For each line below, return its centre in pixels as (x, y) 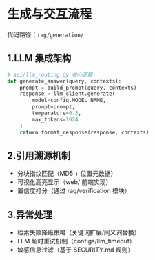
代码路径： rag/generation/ (45, 34)
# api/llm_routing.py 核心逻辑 (50, 74)
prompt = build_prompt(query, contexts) (78, 88)
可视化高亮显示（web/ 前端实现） (64, 182)
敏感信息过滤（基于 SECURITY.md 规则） (75, 250)
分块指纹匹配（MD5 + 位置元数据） (67, 174)
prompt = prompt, (54, 107)
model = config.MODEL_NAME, (69, 101)
